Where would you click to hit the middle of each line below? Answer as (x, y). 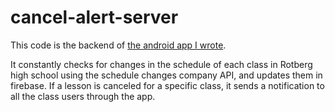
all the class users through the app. (83, 96)
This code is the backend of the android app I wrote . (118, 45)
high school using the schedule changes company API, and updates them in (166, 75)
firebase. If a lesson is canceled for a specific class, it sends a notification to (167, 85)
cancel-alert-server (94, 17)
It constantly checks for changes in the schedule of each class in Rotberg (161, 64)
